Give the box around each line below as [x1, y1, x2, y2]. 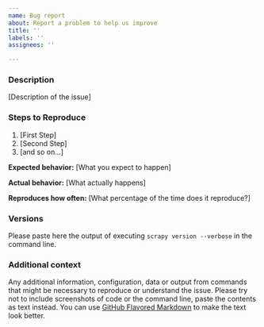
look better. [8, 311, 46, 321]
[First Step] [19, 130, 57, 140]
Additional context [8, 259, 82, 270]
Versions [8, 213, 44, 224]
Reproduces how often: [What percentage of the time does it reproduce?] [8, 193, 251, 202]
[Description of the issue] [8, 92, 91, 102]
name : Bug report [8, 11, 66, 20]
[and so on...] [19, 147, 64, 156]
